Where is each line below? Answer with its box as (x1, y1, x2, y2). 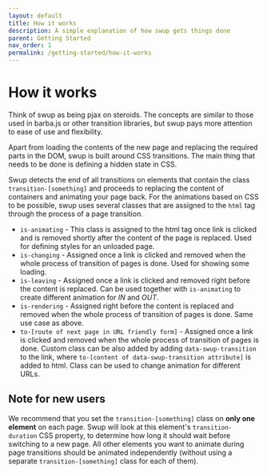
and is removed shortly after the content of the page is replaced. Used (19, 233, 252, 243)
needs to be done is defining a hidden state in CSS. (8, 159, 177, 169)
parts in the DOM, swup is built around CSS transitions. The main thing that (8, 151, 256, 160)
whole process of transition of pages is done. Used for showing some (19, 258, 249, 268)
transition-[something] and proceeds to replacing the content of (8, 183, 224, 193)
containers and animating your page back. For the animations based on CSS (8, 191, 259, 201)
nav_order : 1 (8, 42, 52, 50)
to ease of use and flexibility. (8, 127, 103, 136)
